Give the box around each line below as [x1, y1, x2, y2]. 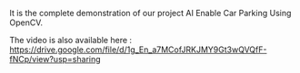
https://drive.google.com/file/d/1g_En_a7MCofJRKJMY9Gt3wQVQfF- [9, 44, 267, 55]
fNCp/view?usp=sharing [9, 54, 102, 64]
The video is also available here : [9, 35, 133, 45]
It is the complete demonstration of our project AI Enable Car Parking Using [9, 8, 292, 18]
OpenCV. [9, 17, 44, 28]
